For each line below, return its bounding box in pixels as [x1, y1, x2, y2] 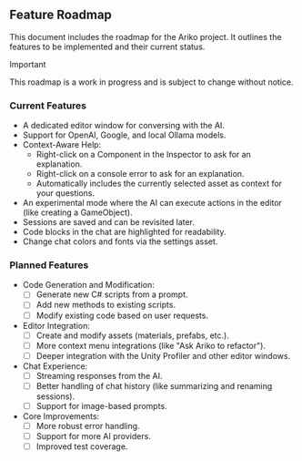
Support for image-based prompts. [35, 400, 167, 411]
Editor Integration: [22, 320, 91, 331]
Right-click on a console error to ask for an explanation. [35, 169, 245, 179]
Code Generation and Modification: [22, 280, 155, 291]
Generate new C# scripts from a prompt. [35, 289, 188, 300]
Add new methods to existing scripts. [35, 300, 176, 311]
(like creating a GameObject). [22, 207, 134, 218]
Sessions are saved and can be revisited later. [22, 217, 196, 228]
